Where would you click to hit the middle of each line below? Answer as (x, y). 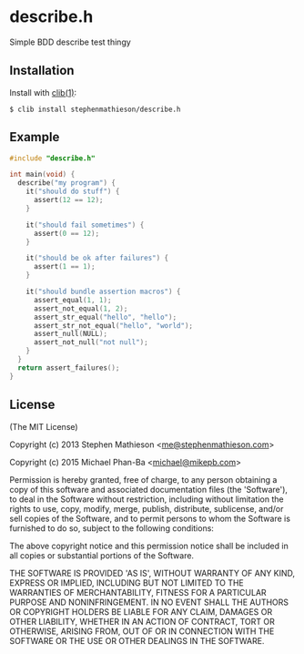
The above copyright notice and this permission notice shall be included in (149, 546)
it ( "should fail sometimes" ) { (85, 225)
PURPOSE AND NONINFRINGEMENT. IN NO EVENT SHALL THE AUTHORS (149, 602)
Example (35, 137)
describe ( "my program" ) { (67, 183)
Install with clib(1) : (43, 92)
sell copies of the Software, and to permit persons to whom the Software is (150, 518)
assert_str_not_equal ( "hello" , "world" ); (113, 325)
